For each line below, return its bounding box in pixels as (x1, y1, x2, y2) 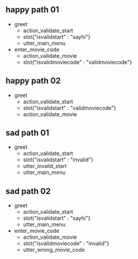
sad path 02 (5, 186, 51, 196)
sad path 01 (5, 128, 49, 138)
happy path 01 (5, 5, 59, 15)
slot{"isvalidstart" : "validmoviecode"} (23, 104, 117, 111)
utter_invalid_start (23, 163, 67, 170)
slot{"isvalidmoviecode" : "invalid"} (23, 240, 109, 247)
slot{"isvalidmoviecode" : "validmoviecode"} (23, 58, 132, 65)
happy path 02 (5, 76, 61, 86)
